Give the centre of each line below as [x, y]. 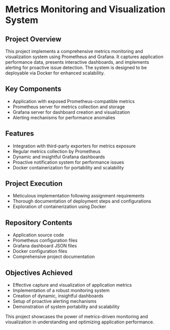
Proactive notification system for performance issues [68, 162]
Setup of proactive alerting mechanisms [54, 301]
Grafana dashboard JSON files [45, 246]
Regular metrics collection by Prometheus [56, 151]
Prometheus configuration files [45, 240]
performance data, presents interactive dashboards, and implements [77, 62]
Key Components [33, 89]
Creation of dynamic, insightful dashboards [58, 296]
